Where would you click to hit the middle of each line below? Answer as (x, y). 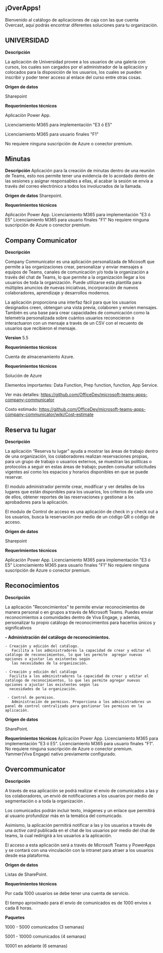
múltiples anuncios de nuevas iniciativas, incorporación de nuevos (72, 288)
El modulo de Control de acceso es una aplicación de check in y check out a (81, 512)
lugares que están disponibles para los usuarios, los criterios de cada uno (79, 492)
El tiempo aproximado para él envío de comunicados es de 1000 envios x (78, 903)
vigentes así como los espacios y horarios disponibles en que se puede (77, 472)
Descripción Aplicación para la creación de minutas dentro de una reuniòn (80, 171)
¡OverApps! (23, 8)
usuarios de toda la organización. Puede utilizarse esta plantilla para (73, 283)
